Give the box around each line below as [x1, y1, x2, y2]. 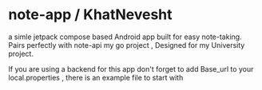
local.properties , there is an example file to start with [8, 72, 184, 82]
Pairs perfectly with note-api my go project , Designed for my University [8, 40, 245, 49]
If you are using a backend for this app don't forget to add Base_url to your [8, 64, 254, 73]
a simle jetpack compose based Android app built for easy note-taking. [8, 32, 242, 41]
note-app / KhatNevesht [8, 6, 173, 24]
